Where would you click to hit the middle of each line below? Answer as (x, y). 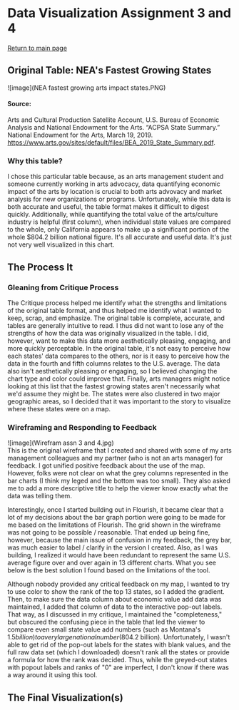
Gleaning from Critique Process (63, 287)
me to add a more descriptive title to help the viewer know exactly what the (118, 488)
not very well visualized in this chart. (61, 245)
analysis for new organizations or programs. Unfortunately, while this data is (119, 199)
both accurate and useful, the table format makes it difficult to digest (108, 207)
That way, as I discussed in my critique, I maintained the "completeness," (115, 614)
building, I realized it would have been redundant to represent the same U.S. (119, 555)
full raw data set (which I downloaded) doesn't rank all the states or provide (118, 652)
